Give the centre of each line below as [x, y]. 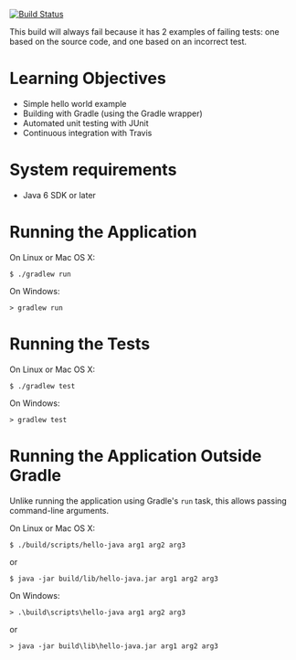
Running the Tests [80, 344]
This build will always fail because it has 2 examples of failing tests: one [145, 32]
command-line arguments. [59, 510]
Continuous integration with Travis [87, 133]
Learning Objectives [88, 79]
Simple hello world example [74, 103]
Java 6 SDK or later [59, 195]
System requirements [93, 170]
